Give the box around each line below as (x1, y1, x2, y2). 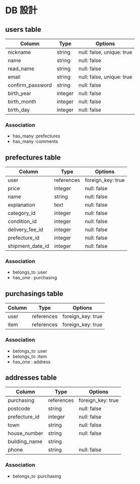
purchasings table (5, 289, 63, 298)
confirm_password (8, 82, 52, 89)
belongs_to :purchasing (12, 473, 61, 479)
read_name (8, 65, 34, 72)
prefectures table (5, 153, 61, 162)
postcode (8, 405, 30, 412)
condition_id (8, 218, 37, 225)
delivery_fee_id (8, 226, 43, 233)
